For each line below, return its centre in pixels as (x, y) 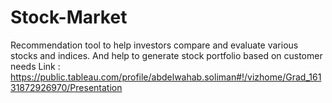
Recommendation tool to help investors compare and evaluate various (154, 45)
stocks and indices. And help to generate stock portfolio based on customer (166, 55)
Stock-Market (69, 17)
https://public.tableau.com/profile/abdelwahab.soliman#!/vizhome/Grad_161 (166, 77)
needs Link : (35, 66)
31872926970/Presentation (66, 87)
